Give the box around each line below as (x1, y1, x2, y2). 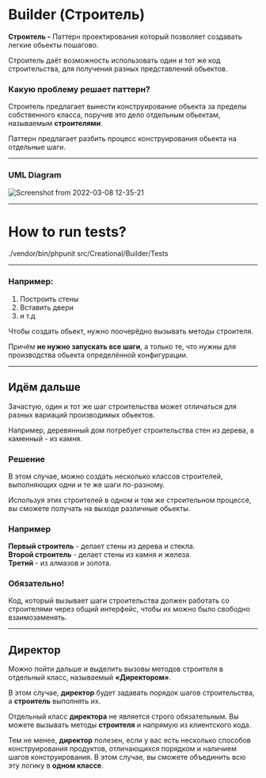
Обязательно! (8, 578, 65, 589)
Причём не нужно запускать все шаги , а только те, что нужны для (8, 341, 236, 351)
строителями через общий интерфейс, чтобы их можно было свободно (8, 604, 251, 614)
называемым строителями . (8, 119, 103, 128)
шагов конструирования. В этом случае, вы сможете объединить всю (8, 753, 246, 762)
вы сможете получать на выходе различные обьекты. (8, 503, 191, 513)
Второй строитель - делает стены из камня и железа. (8, 550, 192, 559)
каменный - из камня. (8, 433, 83, 443)
